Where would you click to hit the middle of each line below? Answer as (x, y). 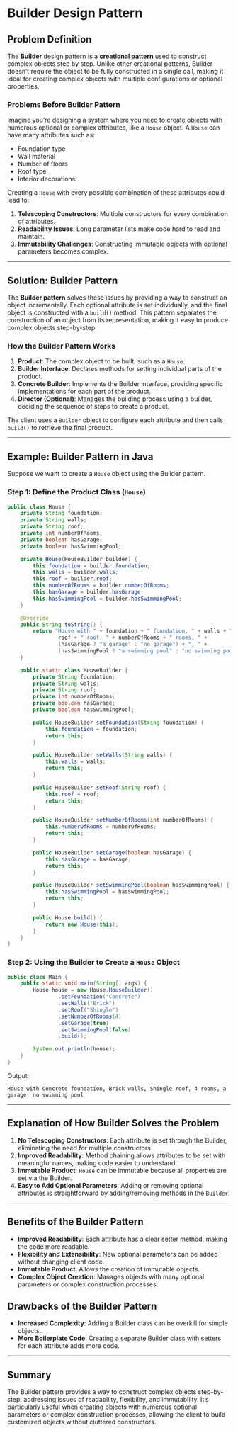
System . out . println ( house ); (74, 1049)
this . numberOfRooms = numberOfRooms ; (101, 827)
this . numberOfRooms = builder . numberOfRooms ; (101, 586)
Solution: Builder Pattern (63, 280)
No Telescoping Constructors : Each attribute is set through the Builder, (122, 1140)
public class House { (39, 507)
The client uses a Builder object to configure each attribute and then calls (115, 420)
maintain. (31, 237)
